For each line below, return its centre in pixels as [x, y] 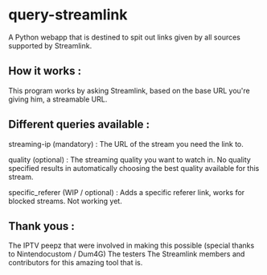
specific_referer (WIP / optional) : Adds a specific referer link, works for [127, 192]
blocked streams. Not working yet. [65, 201]
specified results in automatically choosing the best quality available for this [134, 168]
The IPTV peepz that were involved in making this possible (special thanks [131, 246]
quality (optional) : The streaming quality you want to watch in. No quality [129, 160]
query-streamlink [68, 15]
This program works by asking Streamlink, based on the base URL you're [129, 90]
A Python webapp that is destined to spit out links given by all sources [125, 37]
